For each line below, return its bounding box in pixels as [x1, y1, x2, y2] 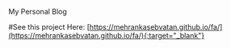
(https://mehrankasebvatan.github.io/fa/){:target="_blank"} [8, 31, 204, 40]
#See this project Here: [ [8, 22, 90, 31]
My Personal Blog [8, 7, 67, 16]
